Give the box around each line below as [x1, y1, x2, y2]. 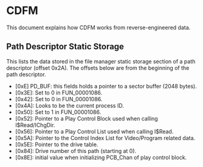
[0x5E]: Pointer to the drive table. [15, 141, 98, 148]
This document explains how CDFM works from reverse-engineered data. [6, 24, 191, 31]
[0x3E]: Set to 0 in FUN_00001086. [15, 89, 103, 96]
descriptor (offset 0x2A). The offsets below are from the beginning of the [6, 64, 190, 71]
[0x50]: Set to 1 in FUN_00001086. [15, 108, 101, 116]
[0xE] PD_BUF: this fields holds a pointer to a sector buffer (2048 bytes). [15, 82, 198, 90]
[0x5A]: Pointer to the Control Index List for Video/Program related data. [15, 134, 196, 141]
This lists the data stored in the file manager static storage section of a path [6, 57, 196, 65]
